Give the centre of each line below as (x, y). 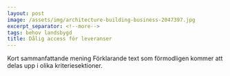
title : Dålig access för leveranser (60, 39)
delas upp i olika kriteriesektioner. (55, 66)
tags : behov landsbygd (40, 33)
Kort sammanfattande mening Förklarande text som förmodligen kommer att (115, 58)
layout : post (26, 13)
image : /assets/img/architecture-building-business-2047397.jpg (101, 20)
